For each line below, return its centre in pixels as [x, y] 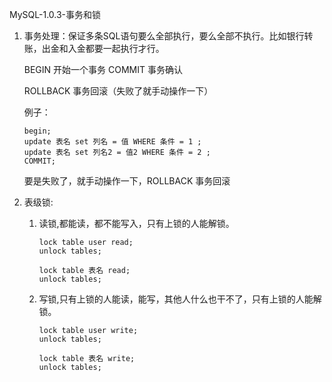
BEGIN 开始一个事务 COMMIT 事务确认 [103, 69]
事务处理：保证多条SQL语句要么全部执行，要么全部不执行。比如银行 [164, 36]
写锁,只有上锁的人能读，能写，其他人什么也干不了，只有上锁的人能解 [180, 299]
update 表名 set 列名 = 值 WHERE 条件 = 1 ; [112, 142]
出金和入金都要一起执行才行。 [103, 48]
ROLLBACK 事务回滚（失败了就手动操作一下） [118, 91]
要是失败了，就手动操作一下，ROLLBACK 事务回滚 [127, 181]
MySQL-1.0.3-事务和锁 [55, 14]
